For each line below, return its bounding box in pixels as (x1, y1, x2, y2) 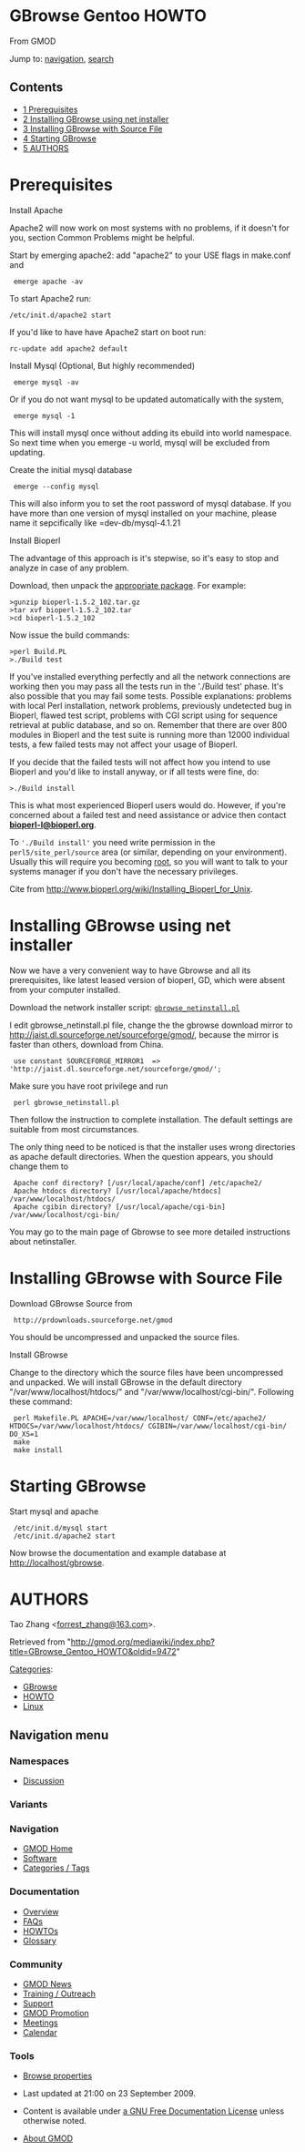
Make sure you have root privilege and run (9, 1081, 168, 1091)
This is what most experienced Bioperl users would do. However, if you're (9, 799, 287, 811)
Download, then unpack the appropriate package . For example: (9, 579, 247, 590)
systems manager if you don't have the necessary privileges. (9, 866, 239, 876)
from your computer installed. (9, 984, 121, 995)
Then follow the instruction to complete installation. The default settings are (9, 1113, 293, 1125)
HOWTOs (22, 1925, 59, 1936)
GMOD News (22, 1978, 72, 1989)
